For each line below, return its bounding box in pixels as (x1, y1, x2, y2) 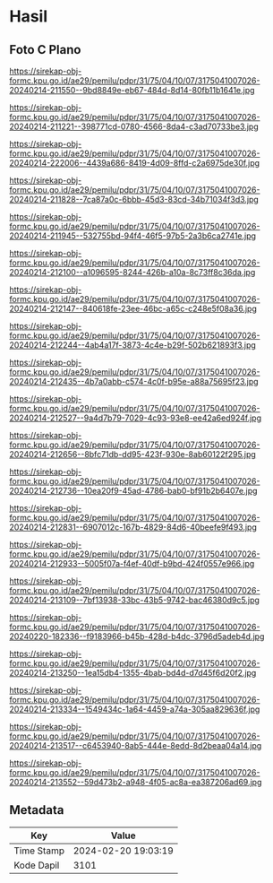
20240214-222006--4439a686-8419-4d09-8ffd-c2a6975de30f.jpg (9, 158, 260, 168)
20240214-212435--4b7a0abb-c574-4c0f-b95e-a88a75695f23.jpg (9, 377, 259, 386)
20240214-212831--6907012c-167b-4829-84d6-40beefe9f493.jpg (9, 522, 257, 532)
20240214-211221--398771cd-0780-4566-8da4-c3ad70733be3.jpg (9, 121, 259, 132)
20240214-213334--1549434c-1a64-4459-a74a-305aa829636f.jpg (9, 704, 260, 714)
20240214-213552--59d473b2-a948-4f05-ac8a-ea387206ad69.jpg (9, 777, 262, 787)
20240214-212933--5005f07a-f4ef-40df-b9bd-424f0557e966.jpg (9, 558, 255, 568)
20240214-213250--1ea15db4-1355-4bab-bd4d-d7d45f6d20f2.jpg (9, 668, 257, 678)
